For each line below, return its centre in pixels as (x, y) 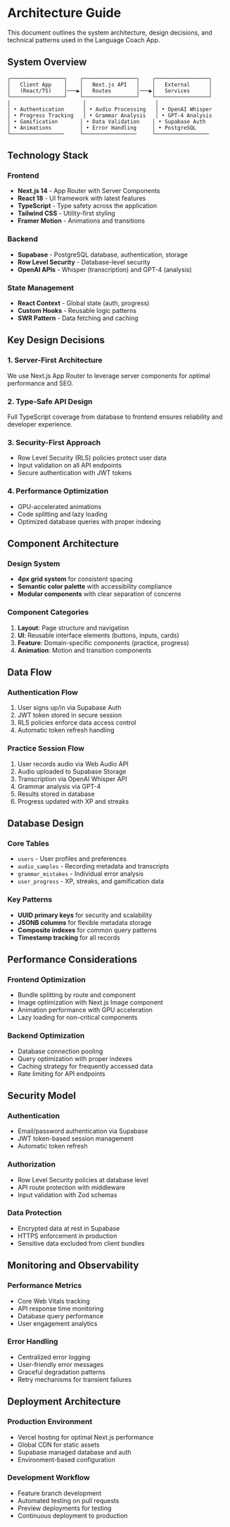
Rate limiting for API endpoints (61, 1074)
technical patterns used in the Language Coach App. (84, 39)
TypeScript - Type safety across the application (87, 206)
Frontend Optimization (46, 979)
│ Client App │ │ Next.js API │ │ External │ (110, 85)
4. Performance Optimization (58, 491)
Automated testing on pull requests (68, 1500)
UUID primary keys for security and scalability (85, 915)
